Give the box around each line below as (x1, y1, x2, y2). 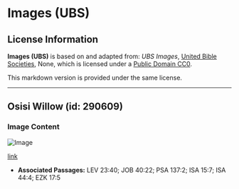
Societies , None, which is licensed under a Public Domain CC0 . (7, 60, 193, 68)
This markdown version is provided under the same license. (7, 73, 183, 82)
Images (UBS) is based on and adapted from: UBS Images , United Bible (7, 52, 217, 60)
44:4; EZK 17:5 (17, 173, 61, 182)
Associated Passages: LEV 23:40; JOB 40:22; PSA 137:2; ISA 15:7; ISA (17, 166, 226, 174)
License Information (7, 33, 98, 45)
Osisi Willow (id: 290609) (7, 101, 123, 113)
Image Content (7, 122, 60, 132)
